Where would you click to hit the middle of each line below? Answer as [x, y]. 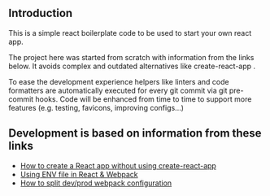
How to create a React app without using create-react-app [118, 165]
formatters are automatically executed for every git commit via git [118, 90]
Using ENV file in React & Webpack [79, 174]
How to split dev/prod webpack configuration [96, 183]
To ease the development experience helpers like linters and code [119, 81]
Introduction [41, 13]
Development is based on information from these [135, 133]
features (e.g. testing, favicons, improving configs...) [96, 107]
